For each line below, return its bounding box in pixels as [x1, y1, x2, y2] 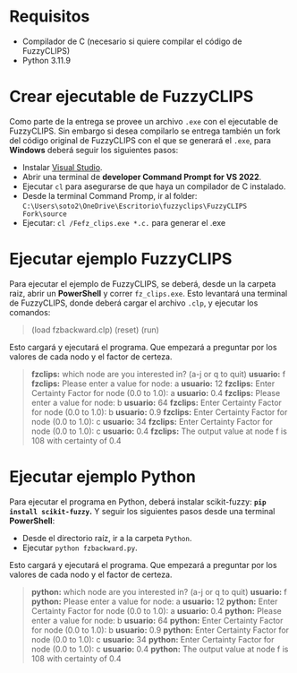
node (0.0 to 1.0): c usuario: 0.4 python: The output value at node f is [30, 643, 289, 654]
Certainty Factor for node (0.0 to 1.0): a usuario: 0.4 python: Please [30, 605, 282, 616]
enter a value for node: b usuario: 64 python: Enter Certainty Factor [30, 615, 284, 626]
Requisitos [9, 6, 90, 27]
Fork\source [21, 209, 67, 219]
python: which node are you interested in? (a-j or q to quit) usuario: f [30, 586, 288, 597]
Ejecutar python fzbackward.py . [21, 542, 138, 553]
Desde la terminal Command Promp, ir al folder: [21, 190, 198, 201]
